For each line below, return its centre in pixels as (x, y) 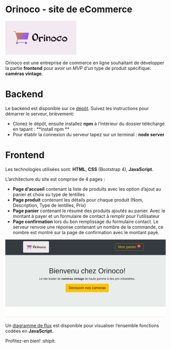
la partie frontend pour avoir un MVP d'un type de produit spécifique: (78, 68)
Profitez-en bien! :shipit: (31, 341)
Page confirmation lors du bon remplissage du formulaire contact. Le (85, 221)
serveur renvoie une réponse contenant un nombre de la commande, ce (88, 227)
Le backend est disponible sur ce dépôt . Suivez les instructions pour (77, 108)
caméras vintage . (24, 73)
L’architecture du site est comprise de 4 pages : (55, 179)
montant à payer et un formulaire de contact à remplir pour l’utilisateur (86, 216)
